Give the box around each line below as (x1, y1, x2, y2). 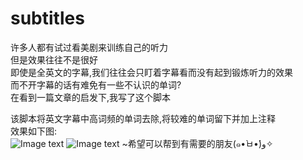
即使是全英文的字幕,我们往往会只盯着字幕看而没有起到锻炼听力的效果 (10, 66, 294, 78)
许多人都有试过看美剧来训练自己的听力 (10, 41, 168, 53)
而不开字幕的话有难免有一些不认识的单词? (10, 78, 182, 91)
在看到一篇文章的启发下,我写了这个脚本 (10, 91, 172, 103)
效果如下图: (10, 125, 58, 137)
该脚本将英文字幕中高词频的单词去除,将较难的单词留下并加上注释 (10, 112, 277, 124)
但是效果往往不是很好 (10, 53, 98, 66)
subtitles (10, 7, 85, 30)
